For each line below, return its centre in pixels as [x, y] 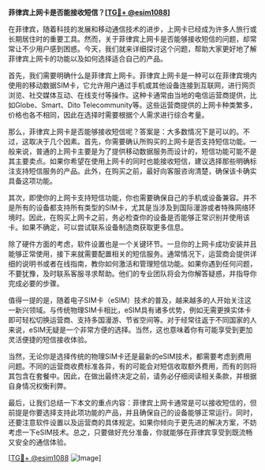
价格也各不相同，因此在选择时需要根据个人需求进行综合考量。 [108, 115]
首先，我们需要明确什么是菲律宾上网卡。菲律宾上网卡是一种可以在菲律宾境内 [132, 75]
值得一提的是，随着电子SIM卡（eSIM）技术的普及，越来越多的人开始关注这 [130, 300]
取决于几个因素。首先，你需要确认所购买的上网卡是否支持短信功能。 [139, 142]
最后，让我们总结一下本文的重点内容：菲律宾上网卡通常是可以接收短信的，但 [132, 403]
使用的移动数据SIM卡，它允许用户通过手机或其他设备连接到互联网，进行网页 [132, 85]
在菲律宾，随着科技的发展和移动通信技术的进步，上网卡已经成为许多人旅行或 [132, 29]
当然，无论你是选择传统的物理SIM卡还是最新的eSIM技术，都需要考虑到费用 [130, 356]
